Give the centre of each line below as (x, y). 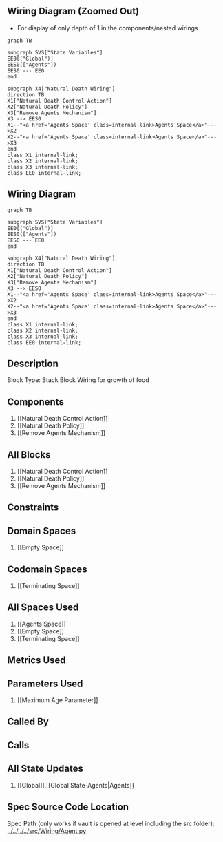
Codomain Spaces (47, 569)
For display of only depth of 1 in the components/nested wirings (107, 28)
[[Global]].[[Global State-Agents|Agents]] (75, 785)
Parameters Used (45, 683)
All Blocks (29, 455)
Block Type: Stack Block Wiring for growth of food (78, 380)
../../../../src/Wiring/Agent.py (47, 831)
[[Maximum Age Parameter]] (57, 700)
